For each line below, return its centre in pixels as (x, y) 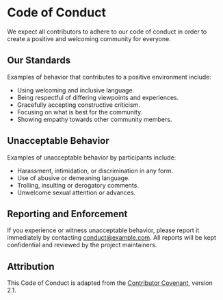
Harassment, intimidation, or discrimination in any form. (95, 171)
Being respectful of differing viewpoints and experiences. (98, 97)
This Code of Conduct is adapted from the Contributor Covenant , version (110, 283)
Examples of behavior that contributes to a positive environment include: (109, 77)
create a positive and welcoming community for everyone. (89, 38)
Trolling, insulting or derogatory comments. (78, 185)
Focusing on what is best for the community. (80, 112)
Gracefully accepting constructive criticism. (78, 105)
